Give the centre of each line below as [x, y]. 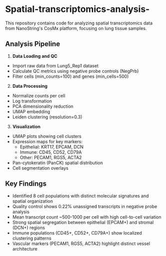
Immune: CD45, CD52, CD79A [51, 152]
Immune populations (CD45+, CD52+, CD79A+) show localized [77, 233]
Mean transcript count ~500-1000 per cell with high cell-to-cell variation [87, 217]
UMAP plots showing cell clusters [47, 136]
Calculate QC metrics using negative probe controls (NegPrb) [76, 71]
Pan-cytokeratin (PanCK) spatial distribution [58, 163]
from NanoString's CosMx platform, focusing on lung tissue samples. [76, 28]
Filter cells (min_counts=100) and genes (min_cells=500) [71, 76]
